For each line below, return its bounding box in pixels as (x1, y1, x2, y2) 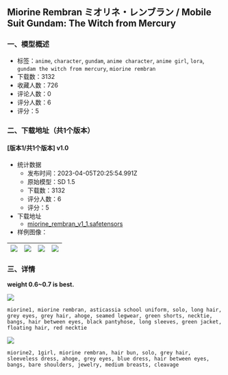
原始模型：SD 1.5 (27, 177, 75, 185)
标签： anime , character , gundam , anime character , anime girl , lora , (16, 56, 205, 65)
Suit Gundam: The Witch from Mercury (7, 18, 177, 30)
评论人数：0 (16, 89, 51, 98)
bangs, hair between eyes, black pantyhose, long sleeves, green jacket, (7, 319, 223, 326)
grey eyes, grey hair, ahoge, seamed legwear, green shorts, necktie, (7, 312, 213, 319)
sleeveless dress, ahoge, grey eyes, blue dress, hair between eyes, (7, 356, 210, 363)
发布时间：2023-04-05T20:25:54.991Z (27, 169, 138, 177)
